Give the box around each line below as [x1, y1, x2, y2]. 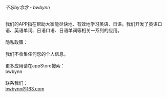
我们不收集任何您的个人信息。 [5, 51, 68, 57]
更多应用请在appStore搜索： [5, 63, 66, 69]
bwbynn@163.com [5, 86, 45, 92]
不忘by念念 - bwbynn [5, 4, 50, 10]
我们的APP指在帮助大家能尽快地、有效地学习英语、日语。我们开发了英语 [5, 21, 158, 27]
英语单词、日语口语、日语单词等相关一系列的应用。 [14, 28, 122, 34]
